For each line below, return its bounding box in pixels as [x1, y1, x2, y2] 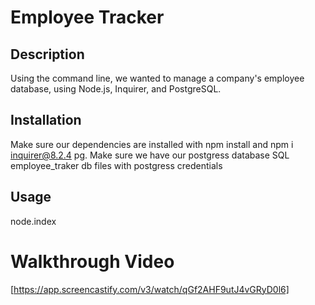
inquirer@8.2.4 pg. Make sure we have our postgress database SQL [10, 149, 290, 161]
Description [10, 46, 85, 63]
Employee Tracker [10, 6, 165, 29]
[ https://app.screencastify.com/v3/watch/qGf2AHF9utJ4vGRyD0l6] [10, 283, 290, 295]
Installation [10, 112, 82, 129]
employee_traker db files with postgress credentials [10, 159, 223, 171]
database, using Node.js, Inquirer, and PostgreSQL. [10, 83, 222, 95]
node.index [10, 215, 57, 227]
